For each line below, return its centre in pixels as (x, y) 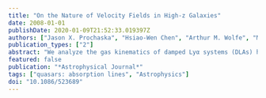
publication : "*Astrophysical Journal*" (76, 67)
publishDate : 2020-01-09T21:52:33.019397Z (79, 30)
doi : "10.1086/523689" (46, 81)
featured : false (35, 60)
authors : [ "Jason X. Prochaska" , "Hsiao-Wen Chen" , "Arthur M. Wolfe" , (129, 38)
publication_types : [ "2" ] (51, 45)
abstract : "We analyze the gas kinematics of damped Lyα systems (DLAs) (131, 52)
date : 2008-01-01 (37, 23)
